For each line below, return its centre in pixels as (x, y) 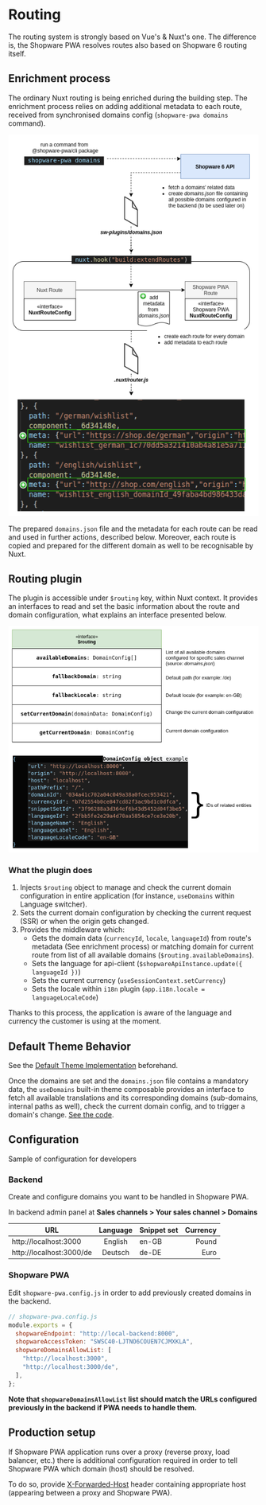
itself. (17, 53)
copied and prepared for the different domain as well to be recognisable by (131, 545)
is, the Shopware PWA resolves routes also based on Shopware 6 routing (128, 45)
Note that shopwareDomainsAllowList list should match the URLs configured (133, 1399)
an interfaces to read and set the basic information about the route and (124, 606)
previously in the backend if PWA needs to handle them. (102, 1407)
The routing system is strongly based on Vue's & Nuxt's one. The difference (132, 37)
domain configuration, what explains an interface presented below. (118, 615)
